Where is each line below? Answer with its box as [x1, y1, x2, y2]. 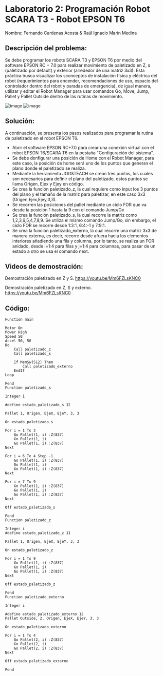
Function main [5, 317, 34, 322]
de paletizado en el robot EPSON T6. [5, 135, 79, 141]
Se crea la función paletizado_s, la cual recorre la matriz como [12, 212, 137, 218]
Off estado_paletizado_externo [5, 659, 69, 664]
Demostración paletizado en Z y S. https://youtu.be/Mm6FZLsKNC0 [5, 275, 141, 281]
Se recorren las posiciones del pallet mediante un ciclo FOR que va [12, 202, 147, 207]
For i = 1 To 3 [5, 428, 36, 433]
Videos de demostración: [5, 262, 84, 270]
